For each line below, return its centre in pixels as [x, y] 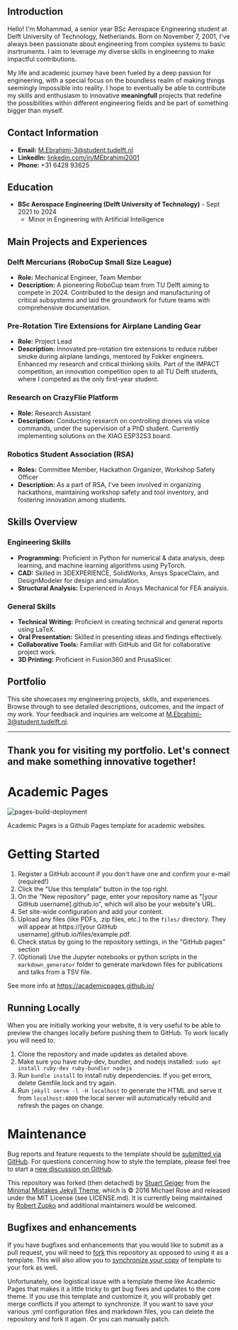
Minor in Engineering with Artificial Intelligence [96, 219]
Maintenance [47, 1134]
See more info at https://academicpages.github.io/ [81, 986]
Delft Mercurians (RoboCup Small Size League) [90, 262]
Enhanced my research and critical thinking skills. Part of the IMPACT [119, 364]
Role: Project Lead [45, 342]
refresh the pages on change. [61, 1105]
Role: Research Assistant [54, 413]
